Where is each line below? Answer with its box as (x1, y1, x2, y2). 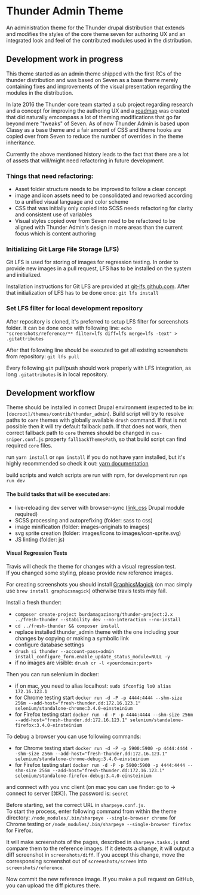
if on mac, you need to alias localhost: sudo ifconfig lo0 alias (14, 682, 171, 690)
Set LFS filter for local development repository (6, 304, 143, 313)
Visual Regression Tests (6, 549, 67, 557)
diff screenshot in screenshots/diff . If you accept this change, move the (6, 851, 185, 858)
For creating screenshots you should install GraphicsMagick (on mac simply (6, 580, 193, 588)
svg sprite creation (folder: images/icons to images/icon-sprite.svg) (14, 529, 181, 537)
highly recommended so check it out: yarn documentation (6, 460, 149, 467)
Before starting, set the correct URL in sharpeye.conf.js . (6, 801, 145, 808)
